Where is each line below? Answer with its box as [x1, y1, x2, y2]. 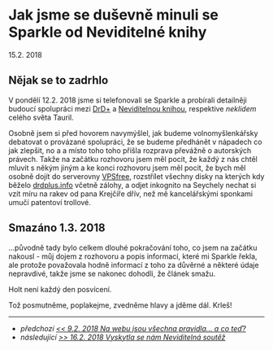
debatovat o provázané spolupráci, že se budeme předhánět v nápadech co [8, 137, 262, 147]
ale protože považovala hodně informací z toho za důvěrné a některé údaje [8, 260, 259, 269]
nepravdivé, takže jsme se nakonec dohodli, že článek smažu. [8, 269, 216, 278]
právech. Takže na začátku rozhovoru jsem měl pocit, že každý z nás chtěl [8, 154, 258, 164]
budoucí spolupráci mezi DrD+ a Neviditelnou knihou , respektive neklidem [8, 103, 257, 113]
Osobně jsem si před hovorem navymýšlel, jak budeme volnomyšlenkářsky [8, 128, 258, 138]
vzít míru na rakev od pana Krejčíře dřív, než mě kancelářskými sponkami [8, 189, 253, 199]
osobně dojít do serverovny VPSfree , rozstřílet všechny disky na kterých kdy [8, 171, 265, 181]
